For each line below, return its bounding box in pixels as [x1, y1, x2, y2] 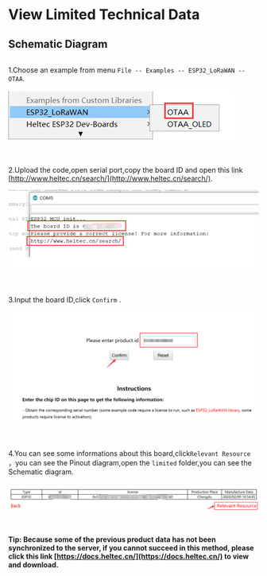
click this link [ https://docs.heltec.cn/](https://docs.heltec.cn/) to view [8, 551, 249, 561]
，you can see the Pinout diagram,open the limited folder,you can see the [8, 457, 252, 467]
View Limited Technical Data [8, 6, 200, 24]
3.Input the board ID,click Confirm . [8, 294, 122, 304]
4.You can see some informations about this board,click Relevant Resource [8, 448, 251, 458]
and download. [8, 559, 59, 570]
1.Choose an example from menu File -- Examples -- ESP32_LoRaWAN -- [8, 65, 246, 75]
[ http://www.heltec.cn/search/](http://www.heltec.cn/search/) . [8, 173, 213, 183]
